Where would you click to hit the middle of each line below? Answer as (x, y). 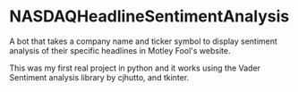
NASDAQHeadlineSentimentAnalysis (149, 17)
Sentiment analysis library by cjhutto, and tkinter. (99, 77)
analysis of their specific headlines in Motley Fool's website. (120, 50)
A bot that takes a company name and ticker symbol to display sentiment (143, 41)
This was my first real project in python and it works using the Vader (135, 68)
